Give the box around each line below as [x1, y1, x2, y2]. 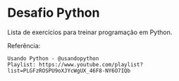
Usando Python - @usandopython [7, 54, 99, 62]
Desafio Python [7, 5, 100, 21]
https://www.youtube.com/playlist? [38, 61, 143, 68]
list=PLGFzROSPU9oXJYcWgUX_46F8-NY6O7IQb [7, 67, 131, 74]
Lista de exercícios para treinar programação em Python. [7, 28, 173, 36]
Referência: [7, 41, 41, 50]
